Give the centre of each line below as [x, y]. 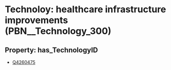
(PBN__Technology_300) [58, 31]
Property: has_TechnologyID [51, 50]
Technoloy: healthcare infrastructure [85, 9]
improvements [36, 20]
